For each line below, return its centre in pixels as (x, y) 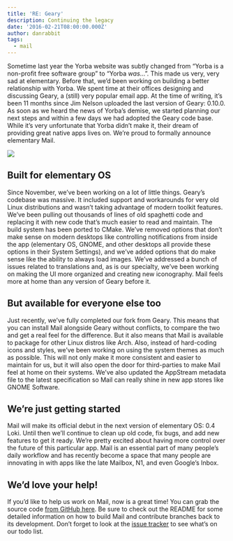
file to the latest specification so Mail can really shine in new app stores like (115, 380)
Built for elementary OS (59, 175)
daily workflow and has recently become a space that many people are (109, 456)
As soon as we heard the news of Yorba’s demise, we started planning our (114, 110)
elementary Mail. (31, 140)
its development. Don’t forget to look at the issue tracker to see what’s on (112, 524)
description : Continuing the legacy (60, 20)
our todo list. (25, 531)
